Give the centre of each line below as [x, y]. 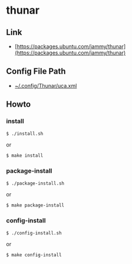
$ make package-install [35, 205]
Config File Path [36, 71]
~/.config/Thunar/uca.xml [46, 85]
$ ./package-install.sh [35, 183]
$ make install [25, 156]
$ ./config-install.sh [34, 233]
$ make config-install [34, 255]
